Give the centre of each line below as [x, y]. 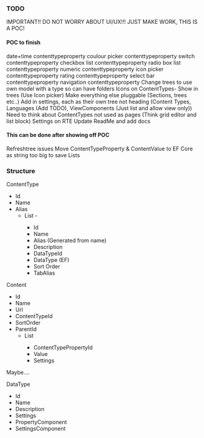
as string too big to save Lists [43, 155]
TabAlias [44, 273]
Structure [21, 171]
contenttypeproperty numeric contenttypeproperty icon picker [85, 69]
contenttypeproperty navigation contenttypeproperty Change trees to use [99, 82]
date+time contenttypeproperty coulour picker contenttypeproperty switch [101, 56]
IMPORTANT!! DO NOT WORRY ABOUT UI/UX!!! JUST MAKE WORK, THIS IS [102, 22]
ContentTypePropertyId [63, 347]
